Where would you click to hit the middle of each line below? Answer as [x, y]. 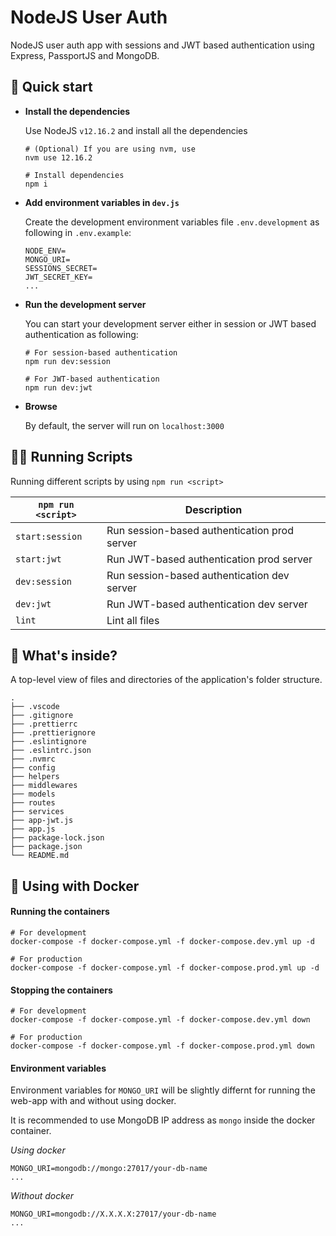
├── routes [33, 803]
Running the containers [60, 912]
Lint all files [133, 620]
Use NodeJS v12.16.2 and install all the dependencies [136, 130]
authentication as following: [81, 334]
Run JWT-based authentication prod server [209, 559]
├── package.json [46, 847]
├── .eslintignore [48, 742]
